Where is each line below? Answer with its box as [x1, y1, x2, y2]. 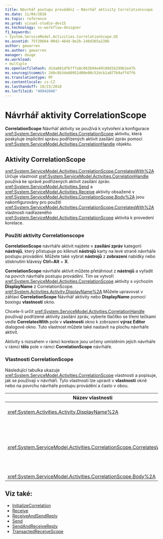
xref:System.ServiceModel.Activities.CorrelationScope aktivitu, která [5, 131, 142, 137]
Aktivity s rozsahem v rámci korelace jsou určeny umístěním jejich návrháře [5, 339, 156, 345]
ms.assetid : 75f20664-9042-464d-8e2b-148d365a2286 [5, 39, 110, 44]
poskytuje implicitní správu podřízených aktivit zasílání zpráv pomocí [5, 136, 143, 142]
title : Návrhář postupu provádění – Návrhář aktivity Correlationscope [5, 7, 153, 12]
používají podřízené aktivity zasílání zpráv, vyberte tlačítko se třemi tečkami [5, 314, 156, 319]
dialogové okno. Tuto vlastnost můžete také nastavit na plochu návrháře [5, 324, 149, 330]
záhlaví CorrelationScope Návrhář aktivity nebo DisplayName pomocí [5, 294, 146, 300]
